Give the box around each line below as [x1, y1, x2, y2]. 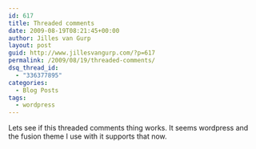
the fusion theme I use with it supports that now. [8, 131, 167, 141]
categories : [8, 79, 48, 87]
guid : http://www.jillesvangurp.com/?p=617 [8, 49, 156, 57]
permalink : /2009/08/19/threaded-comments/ [8, 57, 156, 65]
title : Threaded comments [8, 19, 94, 27]
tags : [8, 94, 26, 102]
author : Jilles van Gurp [8, 34, 91, 42]
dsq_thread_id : [8, 64, 59, 72]
